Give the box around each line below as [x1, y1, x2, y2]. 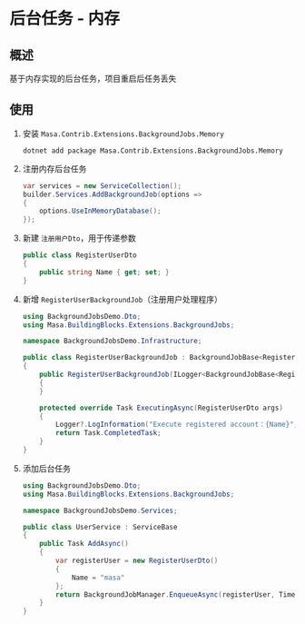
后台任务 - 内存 [9, 8, 121, 29]
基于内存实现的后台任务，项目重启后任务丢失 [9, 74, 177, 84]
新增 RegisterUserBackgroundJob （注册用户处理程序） [22, 293, 222, 304]
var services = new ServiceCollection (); [22, 181, 182, 191]
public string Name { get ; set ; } [39, 267, 170, 277]
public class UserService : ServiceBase [22, 522, 178, 531]
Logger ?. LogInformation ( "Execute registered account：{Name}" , [55, 420, 299, 430]
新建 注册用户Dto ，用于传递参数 [22, 233, 136, 243]
